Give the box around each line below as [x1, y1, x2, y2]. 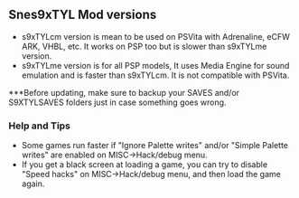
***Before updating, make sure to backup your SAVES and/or [8, 87, 240, 98]
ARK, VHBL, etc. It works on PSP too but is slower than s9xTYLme [21, 41, 267, 52]
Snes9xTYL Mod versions [8, 7, 157, 23]
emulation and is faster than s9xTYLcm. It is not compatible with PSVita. [21, 70, 290, 80]
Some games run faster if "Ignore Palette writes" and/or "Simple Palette [21, 140, 289, 151]
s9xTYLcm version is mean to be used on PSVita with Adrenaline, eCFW [21, 31, 290, 42]
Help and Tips [8, 119, 71, 132]
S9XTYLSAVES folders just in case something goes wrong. [8, 97, 227, 108]
